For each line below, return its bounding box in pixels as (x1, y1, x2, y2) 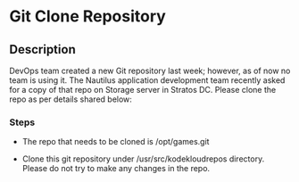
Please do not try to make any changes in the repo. (21, 163, 211, 174)
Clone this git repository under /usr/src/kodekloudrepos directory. (21, 153, 265, 164)
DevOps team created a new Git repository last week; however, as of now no (9, 65, 291, 76)
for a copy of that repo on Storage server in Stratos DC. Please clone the (9, 85, 277, 95)
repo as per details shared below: (9, 94, 132, 104)
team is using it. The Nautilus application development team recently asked (9, 75, 286, 86)
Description (9, 42, 76, 57)
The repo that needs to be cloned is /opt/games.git (21, 136, 210, 147)
